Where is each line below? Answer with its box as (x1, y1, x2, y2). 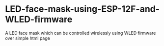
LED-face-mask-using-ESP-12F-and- (5, 3, 160, 15)
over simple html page (5, 35, 50, 41)
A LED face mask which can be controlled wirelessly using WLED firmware (5, 30, 156, 36)
